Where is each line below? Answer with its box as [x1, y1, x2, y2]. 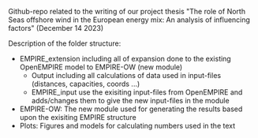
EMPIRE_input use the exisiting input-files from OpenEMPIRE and [31, 88, 243, 97]
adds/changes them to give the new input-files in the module [31, 96, 230, 105]
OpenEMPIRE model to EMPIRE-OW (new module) [19, 62, 183, 72]
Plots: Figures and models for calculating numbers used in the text [19, 121, 236, 130]
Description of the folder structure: [8, 39, 122, 48]
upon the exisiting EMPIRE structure [19, 113, 136, 121]
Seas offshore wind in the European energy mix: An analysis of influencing [8, 15, 251, 24]
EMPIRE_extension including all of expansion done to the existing [19, 54, 231, 63]
